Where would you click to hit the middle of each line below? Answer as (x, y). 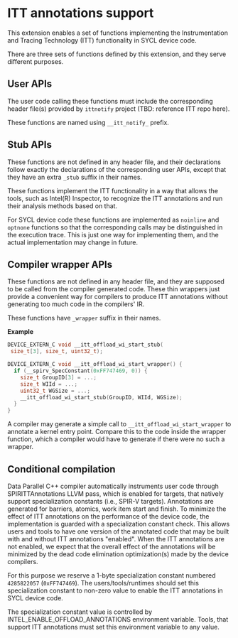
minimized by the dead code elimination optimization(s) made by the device (118, 554)
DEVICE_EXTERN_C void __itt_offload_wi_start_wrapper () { (95, 364)
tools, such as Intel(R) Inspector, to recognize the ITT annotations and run (115, 198)
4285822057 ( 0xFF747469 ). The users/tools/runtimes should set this (103, 583)
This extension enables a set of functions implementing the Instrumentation (118, 33)
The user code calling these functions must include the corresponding (110, 101)
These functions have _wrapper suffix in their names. (84, 318)
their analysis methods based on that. (63, 206)
